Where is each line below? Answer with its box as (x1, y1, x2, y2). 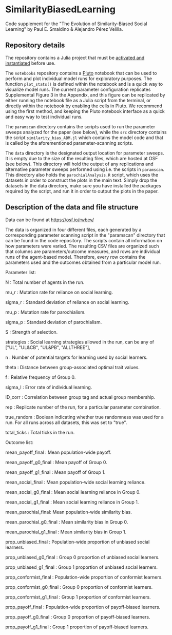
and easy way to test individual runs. (5, 113, 83, 120)
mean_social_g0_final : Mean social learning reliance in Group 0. (5, 489, 141, 495)
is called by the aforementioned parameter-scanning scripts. (5, 140, 133, 146)
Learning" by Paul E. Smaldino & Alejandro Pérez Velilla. (5, 26, 123, 32)
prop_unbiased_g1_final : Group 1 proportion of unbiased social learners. (5, 564, 158, 570)
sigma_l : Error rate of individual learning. (5, 384, 92, 390)
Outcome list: (5, 439, 33, 445)
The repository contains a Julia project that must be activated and (5, 54, 145, 61)
